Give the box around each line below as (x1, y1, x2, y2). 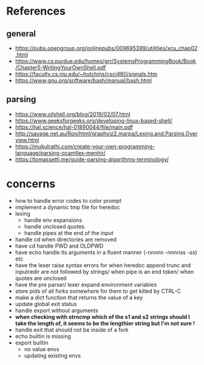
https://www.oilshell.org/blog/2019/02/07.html (15, 111, 131, 118)
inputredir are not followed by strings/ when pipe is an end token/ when (15, 268, 194, 275)
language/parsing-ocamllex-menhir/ (15, 149, 106, 156)
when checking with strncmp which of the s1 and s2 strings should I (15, 313, 190, 320)
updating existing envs (24, 352, 81, 359)
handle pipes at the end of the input (24, 229, 114, 236)
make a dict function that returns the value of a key (15, 293, 143, 301)
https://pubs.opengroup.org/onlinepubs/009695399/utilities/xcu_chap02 (15, 44, 198, 52)
